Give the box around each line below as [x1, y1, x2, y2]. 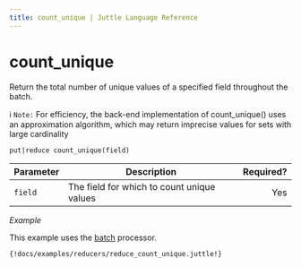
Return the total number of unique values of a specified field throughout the [9, 82, 288, 92]
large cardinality [9, 128, 69, 139]
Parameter [13, 165, 60, 177]
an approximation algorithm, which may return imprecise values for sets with [9, 118, 292, 130]
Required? [243, 165, 288, 177]
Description [125, 165, 177, 177]
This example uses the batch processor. [9, 232, 157, 243]
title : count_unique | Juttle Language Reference [9, 13, 199, 22]
